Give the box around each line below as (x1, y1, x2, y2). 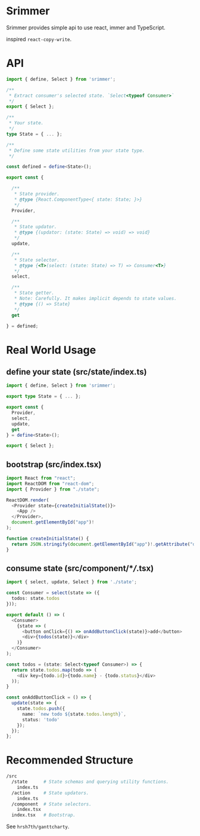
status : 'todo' (21, 716, 60, 722)
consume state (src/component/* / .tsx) (6, 563, 154, 573)
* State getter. (14, 290, 55, 296)
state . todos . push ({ (17, 706, 65, 712)
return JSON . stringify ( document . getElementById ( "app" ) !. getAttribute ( (11, 541, 190, 547)
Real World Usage (6, 343, 96, 357)
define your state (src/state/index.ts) (6, 366, 147, 377)
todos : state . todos (11, 596, 60, 602)
